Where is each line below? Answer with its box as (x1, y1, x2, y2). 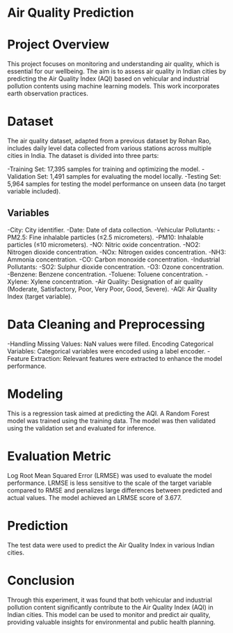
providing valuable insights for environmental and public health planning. (7, 618, 216, 626)
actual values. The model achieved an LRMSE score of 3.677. (7, 493, 182, 502)
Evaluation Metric (7, 448, 111, 464)
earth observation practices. (7, 89, 88, 98)
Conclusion (7, 572, 75, 588)
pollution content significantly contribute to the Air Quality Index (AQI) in (7, 603, 214, 611)
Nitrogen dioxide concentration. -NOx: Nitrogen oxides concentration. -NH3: (7, 248, 226, 256)
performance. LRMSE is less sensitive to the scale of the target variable (7, 479, 212, 487)
